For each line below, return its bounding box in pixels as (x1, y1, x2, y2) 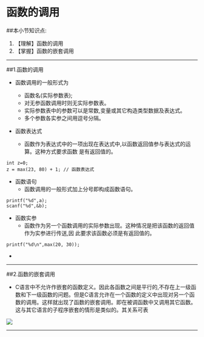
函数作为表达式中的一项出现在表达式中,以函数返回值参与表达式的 (24, 140, 186, 148)
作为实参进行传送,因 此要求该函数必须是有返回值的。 (24, 229, 155, 237)
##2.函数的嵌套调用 (6, 270, 56, 277)
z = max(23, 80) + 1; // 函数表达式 (6, 166, 95, 172)
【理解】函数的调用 (15, 39, 64, 47)
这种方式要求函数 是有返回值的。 (35, 148, 117, 155)
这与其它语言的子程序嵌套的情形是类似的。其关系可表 (15, 306, 149, 313)
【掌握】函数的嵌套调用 (15, 47, 74, 55)
